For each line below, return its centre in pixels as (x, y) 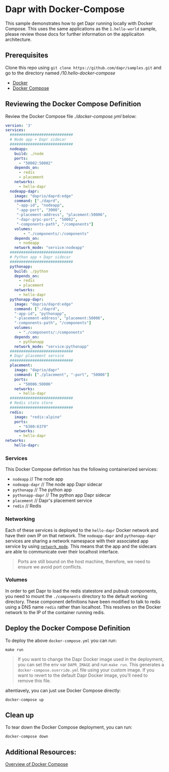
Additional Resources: (41, 752)
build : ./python (32, 271)
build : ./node (29, 154)
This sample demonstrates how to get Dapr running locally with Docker (79, 23)
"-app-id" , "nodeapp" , (40, 205)
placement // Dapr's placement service (52, 501)
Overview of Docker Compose (37, 764)
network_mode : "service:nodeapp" (49, 248)
